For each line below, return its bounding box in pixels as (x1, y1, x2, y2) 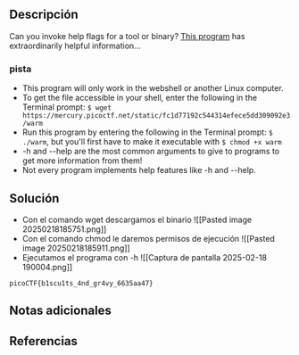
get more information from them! (21, 155, 143, 166)
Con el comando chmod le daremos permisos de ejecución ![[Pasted (21, 233, 275, 244)
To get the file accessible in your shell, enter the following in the (21, 93, 257, 103)
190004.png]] (21, 261, 73, 272)
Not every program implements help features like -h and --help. (21, 165, 256, 176)
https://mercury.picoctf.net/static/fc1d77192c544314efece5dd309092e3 (21, 111, 291, 120)
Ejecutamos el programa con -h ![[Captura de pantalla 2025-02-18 (21, 252, 268, 262)
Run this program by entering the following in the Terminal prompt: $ (21, 127, 274, 137)
